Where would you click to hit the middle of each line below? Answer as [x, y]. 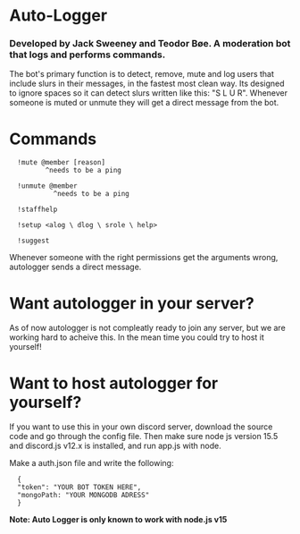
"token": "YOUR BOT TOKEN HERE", [79, 487]
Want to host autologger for [114, 383]
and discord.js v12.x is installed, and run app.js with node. [115, 446]
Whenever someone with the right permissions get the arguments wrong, [144, 258]
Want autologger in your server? [132, 303]
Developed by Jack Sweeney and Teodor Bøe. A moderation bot [150, 44]
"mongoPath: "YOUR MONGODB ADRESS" [83, 496]
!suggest [33, 241]
